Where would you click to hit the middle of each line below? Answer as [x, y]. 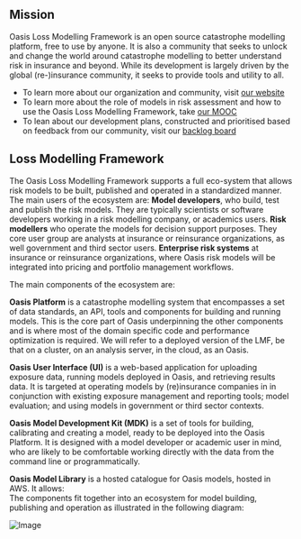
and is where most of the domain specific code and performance [129, 330]
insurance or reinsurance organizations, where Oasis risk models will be [142, 257]
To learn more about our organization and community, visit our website [153, 92]
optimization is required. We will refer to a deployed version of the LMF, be [147, 340]
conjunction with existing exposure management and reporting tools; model [149, 396]
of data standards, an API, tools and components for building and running [145, 311]
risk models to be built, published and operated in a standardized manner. [146, 190]
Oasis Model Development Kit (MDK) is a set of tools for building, [132, 423]
